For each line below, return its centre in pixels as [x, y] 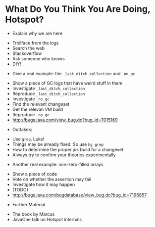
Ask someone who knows [39, 58]
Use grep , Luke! [28, 139]
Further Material [29, 204]
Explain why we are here [37, 33]
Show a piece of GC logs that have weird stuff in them [67, 83]
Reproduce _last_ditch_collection [49, 93]
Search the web [28, 48]
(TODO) [20, 189]
